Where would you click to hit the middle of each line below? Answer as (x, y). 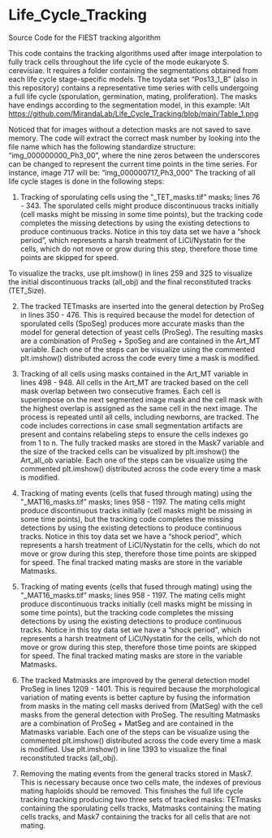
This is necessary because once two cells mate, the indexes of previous (140, 782)
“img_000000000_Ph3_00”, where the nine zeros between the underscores (134, 155)
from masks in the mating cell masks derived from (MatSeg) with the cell (142, 706)
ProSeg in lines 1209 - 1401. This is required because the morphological (140, 688)
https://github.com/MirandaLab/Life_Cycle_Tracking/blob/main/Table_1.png (134, 113)
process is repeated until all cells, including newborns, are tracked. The (140, 417)
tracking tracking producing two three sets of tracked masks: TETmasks (140, 799)
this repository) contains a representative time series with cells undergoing (134, 88)
